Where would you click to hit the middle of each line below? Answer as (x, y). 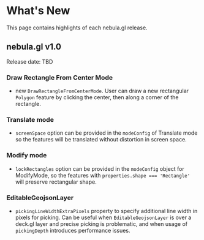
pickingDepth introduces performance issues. (73, 230)
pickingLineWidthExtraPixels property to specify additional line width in (106, 211)
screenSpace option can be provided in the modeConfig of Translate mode (106, 133)
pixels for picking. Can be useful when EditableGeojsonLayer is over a (103, 217)
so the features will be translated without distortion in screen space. (101, 140)
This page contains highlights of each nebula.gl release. (77, 28)
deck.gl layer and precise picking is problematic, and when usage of (101, 223)
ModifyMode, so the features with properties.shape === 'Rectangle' (103, 175)
